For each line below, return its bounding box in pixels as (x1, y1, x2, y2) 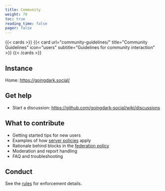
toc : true (5, 16, 26, 21)
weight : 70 (5, 12, 28, 17)
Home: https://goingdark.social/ (5, 77, 70, 83)
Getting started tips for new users (12, 132, 81, 138)
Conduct (5, 167, 33, 176)
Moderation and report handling (12, 148, 78, 154)
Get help (5, 92, 32, 100)
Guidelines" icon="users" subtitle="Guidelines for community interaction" (5, 45, 155, 50)
